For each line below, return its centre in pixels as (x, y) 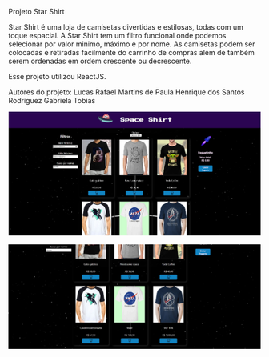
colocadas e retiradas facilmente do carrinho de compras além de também (131, 52)
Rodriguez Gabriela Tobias (52, 100)
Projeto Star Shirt (37, 12)
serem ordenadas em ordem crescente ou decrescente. (100, 61)
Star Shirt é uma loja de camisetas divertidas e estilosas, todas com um (126, 27)
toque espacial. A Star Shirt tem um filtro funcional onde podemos (117, 36)
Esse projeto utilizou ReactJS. (57, 76)
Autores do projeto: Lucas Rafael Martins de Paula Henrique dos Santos (126, 92)
